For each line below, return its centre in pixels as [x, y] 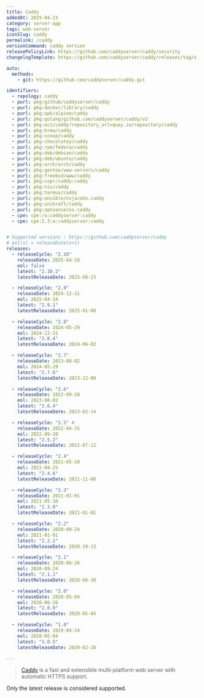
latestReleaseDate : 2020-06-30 [57, 580]
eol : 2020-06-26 [38, 602]
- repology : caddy [35, 96]
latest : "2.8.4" [38, 339]
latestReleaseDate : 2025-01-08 [57, 311]
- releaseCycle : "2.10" [42, 254]
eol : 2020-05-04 [38, 636]
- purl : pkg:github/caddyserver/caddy [61, 102]
